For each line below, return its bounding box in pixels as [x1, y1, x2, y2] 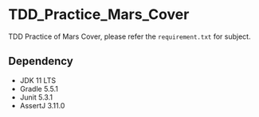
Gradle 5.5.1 [19, 84, 58, 93]
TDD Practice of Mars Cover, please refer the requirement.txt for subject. [8, 32, 251, 41]
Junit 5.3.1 [19, 92, 53, 102]
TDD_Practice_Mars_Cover [8, 6, 190, 24]
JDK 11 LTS [19, 75, 57, 85]
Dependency [8, 55, 73, 68]
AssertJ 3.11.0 [19, 100, 65, 110]
